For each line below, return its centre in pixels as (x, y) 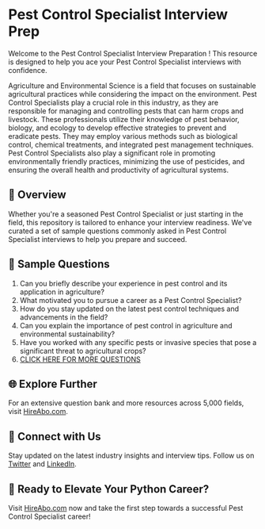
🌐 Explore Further (53, 383)
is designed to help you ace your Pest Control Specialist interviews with (125, 62)
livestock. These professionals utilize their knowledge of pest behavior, (124, 119)
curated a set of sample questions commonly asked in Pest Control (117, 231)
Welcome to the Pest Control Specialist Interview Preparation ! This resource (133, 53)
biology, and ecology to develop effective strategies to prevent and (117, 128)
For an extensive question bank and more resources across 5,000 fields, (126, 403)
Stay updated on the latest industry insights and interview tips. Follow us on (131, 456)
